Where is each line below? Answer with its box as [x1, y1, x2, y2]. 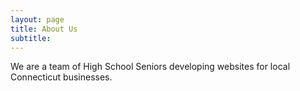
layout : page [10, 14, 65, 25]
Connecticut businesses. [10, 71, 113, 83]
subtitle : [10, 33, 52, 43]
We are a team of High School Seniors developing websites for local [10, 61, 291, 73]
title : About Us [10, 24, 78, 34]
